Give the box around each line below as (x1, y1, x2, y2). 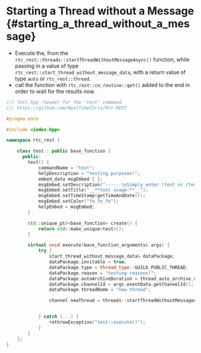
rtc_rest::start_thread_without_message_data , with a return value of (14, 68, 186, 76)
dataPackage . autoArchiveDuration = (48, 276, 138, 282)
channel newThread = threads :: (48, 298, 127, 304)
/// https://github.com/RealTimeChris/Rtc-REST (6, 105, 127, 111)
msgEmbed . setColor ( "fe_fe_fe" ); (38, 198, 119, 204)
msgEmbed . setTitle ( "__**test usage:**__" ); (38, 187, 148, 193)
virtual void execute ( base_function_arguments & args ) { (28, 242, 170, 248)
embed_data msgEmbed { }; (38, 176, 103, 182)
